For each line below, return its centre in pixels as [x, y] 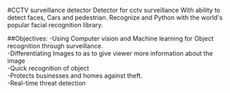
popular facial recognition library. [55, 25]
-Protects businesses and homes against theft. [75, 76]
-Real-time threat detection [47, 83]
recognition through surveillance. [55, 46]
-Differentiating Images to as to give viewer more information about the [110, 53]
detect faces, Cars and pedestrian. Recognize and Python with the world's [115, 17]
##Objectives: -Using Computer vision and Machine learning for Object [110, 38]
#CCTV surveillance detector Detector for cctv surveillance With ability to [114, 10]
